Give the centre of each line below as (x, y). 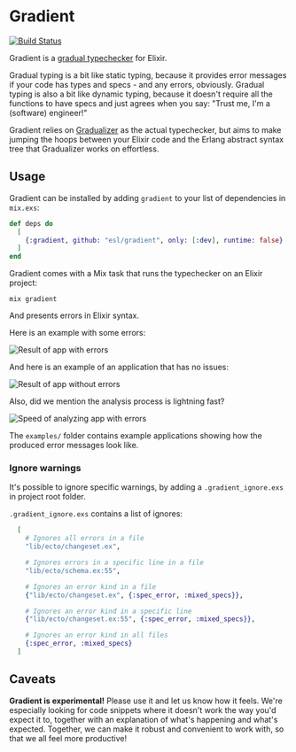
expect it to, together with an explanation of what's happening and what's (144, 719)
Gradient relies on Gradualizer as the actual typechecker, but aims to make (145, 129)
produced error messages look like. (74, 446)
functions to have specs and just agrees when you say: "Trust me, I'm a (140, 103)
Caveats (32, 679)
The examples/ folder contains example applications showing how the (136, 436)
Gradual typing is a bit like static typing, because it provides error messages (148, 75)
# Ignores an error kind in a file (91, 586)
